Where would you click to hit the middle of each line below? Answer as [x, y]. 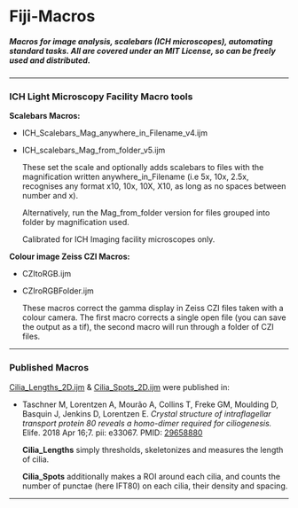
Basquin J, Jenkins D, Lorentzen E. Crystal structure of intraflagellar [147, 413]
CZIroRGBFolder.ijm [58, 291]
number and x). [50, 196]
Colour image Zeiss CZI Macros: [70, 257]
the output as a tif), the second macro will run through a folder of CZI [148, 327]
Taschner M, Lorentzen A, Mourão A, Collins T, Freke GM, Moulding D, [150, 404]
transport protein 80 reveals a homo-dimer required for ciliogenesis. [147, 423]
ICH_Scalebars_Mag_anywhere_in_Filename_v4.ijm [115, 133]
